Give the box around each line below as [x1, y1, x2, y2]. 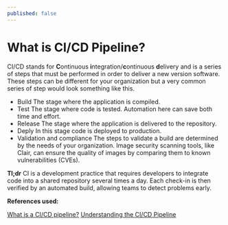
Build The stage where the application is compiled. [16, 97, 161, 106]
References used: [7, 197, 59, 205]
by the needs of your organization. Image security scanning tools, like [16, 141, 215, 150]
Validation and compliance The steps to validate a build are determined [16, 134, 218, 142]
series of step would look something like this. [7, 84, 135, 93]
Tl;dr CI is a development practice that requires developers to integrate [7, 169, 209, 177]
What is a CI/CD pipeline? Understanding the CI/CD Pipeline [7, 210, 176, 218]
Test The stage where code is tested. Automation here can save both [16, 104, 213, 113]
